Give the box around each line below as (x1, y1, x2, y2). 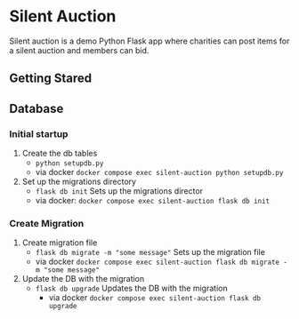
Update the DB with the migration (21, 274, 145, 284)
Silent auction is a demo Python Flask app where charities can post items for (9, 36, 290, 46)
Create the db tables (21, 148, 98, 159)
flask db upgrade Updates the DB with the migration (35, 283, 229, 294)
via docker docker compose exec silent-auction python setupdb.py (35, 167, 284, 178)
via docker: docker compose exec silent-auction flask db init (35, 195, 271, 206)
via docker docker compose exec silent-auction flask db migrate (35, 256, 280, 267)
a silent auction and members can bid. (9, 44, 149, 55)
